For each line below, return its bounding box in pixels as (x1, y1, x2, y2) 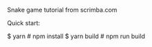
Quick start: (7, 19, 40, 27)
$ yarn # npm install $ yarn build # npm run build (7, 32, 146, 40)
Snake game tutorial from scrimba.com (7, 6, 118, 14)
